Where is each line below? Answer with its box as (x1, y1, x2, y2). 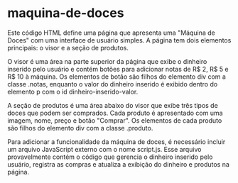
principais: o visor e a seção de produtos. (7, 43, 129, 52)
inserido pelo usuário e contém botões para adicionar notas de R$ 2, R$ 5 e (7, 65, 229, 73)
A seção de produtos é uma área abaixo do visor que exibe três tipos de (7, 101, 218, 109)
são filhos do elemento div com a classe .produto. (7, 123, 153, 132)
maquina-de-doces (7, 5, 124, 21)
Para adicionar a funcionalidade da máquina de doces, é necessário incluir (7, 137, 226, 146)
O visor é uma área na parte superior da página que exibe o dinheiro (7, 57, 207, 65)
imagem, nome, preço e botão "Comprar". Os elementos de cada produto (7, 116, 222, 125)
